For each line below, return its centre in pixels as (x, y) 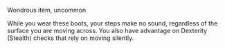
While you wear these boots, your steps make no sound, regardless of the (112, 23)
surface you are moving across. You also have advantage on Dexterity (107, 31)
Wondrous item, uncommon (47, 10)
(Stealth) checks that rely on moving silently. (71, 38)
